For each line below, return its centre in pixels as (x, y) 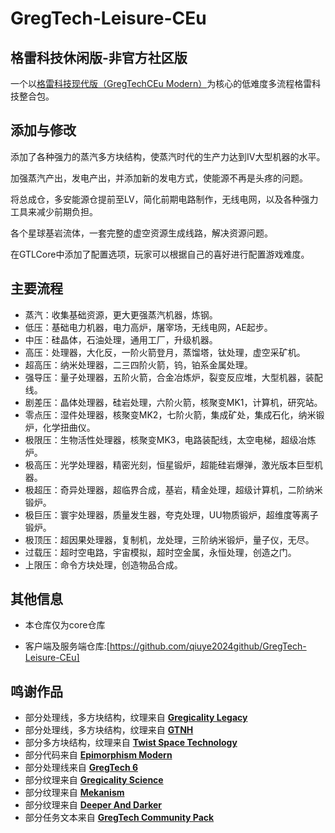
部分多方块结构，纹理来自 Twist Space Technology (131, 743)
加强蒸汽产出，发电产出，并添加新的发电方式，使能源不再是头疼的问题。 (159, 178)
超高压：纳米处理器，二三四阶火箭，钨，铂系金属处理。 (138, 364)
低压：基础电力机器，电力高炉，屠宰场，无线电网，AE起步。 (148, 327)
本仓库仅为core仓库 (65, 625)
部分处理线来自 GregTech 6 (81, 768)
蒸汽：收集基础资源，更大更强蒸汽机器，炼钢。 (121, 314)
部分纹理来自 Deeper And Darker (93, 805)
